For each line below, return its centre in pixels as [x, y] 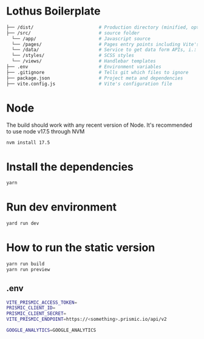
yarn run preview [28, 269]
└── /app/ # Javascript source [81, 39]
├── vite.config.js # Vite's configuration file [89, 84]
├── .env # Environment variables [84, 67]
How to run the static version [81, 248]
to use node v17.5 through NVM [46, 131]
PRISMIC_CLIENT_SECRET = [36, 314]
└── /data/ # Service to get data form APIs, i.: [104, 50]
